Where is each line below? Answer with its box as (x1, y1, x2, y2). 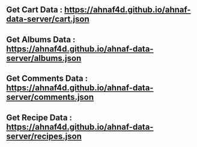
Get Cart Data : (6, 5, 63, 15)
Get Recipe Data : (6, 112, 73, 122)
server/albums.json (6, 53, 82, 63)
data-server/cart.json (6, 14, 89, 24)
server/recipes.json (6, 131, 82, 141)
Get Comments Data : (6, 73, 88, 84)
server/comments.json (6, 92, 94, 102)
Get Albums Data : (6, 34, 76, 44)
